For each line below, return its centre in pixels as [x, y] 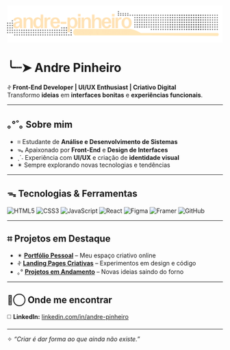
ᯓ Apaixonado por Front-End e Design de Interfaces [92, 150]
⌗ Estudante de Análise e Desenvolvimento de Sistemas [97, 141]
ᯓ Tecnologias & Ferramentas [73, 194]
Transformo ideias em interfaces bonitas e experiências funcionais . [105, 95]
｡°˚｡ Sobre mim [40, 125]
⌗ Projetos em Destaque [59, 239]
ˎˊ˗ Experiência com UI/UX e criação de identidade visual [98, 157]
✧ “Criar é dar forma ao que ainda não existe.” [74, 339]
